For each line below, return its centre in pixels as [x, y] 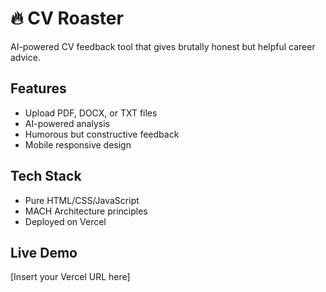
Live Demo [44, 252]
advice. [25, 57]
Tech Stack [46, 176]
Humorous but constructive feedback [102, 134]
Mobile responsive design [78, 144]
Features [38, 88]
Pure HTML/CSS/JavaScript [82, 200]
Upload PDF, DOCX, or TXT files [91, 113]
